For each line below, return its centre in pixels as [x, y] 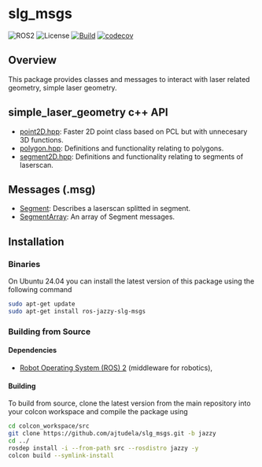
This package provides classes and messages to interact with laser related [129, 79]
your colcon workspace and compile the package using [98, 412]
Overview [33, 60]
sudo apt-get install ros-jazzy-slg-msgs [77, 311]
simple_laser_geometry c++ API [88, 112]
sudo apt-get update [42, 304]
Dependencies [33, 350]
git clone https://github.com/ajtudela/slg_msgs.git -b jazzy [112, 434]
